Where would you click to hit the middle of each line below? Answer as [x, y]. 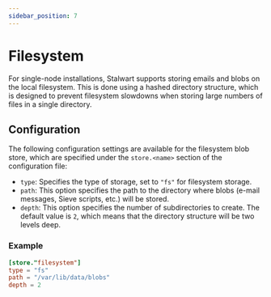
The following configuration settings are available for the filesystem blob [129, 149]
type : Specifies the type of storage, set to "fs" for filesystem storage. [136, 182]
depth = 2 [25, 285]
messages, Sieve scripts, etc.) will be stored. [95, 199]
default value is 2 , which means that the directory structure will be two [137, 216]
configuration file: [38, 166]
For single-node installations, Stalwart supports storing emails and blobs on [134, 78]
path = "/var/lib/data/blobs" [59, 278]
